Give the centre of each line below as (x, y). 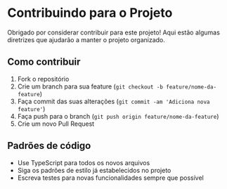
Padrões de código (49, 146)
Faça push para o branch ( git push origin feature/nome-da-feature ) (118, 116)
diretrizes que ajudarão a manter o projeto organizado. (86, 39)
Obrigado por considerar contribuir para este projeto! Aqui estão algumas (113, 32)
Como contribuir (44, 62)
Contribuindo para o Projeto (90, 13)
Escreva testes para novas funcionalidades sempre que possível (110, 178)
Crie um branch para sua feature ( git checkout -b (90, 86)
